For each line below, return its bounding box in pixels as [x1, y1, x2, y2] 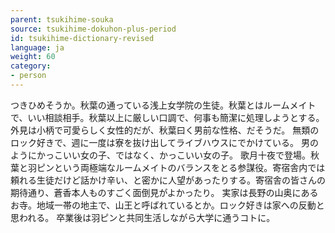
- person [10, 71, 47, 81]
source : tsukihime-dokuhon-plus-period [10, 24, 177, 34]
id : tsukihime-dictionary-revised [10, 33, 155, 43]
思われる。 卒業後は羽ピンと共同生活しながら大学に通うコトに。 [10, 211, 276, 223]
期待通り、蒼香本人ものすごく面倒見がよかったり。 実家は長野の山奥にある [10, 186, 319, 198]
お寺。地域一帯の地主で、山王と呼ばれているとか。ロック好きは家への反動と [10, 199, 325, 211]
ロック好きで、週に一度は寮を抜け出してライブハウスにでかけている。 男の [10, 136, 319, 148]
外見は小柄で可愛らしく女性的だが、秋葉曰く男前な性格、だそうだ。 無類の [10, 124, 320, 136]
